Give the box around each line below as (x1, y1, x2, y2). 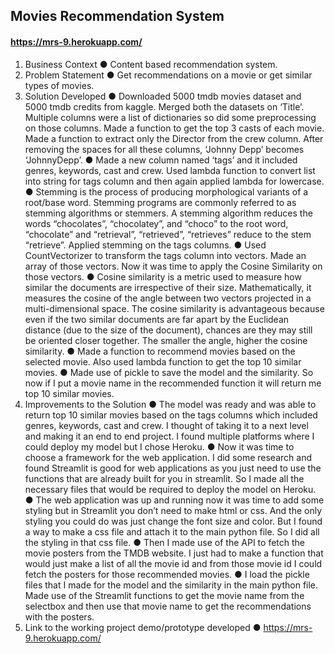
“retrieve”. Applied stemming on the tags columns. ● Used (24, 239, 267, 251)
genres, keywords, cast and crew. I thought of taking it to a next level (24, 419, 309, 431)
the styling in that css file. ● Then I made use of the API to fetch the (24, 536, 305, 548)
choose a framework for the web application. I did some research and (24, 451, 312, 463)
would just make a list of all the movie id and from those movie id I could (24, 557, 323, 569)
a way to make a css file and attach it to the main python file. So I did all (24, 525, 320, 538)
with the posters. (24, 610, 95, 623)
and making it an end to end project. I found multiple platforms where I (24, 430, 315, 442)
